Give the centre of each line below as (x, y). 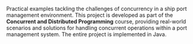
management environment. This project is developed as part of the (90, 15)
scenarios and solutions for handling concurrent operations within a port (96, 28)
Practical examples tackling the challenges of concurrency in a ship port (96, 9)
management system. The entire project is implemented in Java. (86, 34)
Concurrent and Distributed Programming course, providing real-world (96, 21)
